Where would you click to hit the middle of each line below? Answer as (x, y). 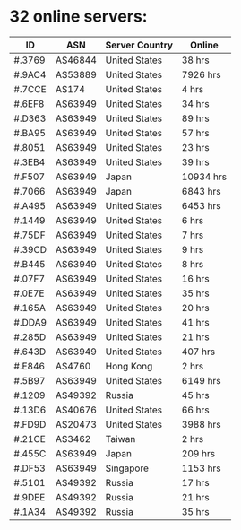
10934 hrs (204, 177)
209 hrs (198, 453)
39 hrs (195, 161)
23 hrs (195, 147)
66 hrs (195, 410)
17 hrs (195, 482)
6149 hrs (201, 380)
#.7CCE (30, 89)
